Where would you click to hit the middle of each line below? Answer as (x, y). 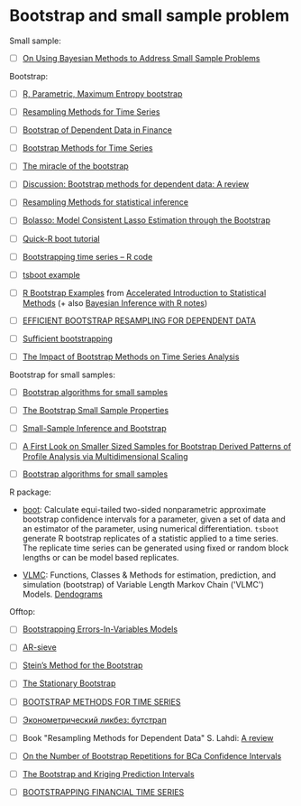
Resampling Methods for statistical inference (105, 202)
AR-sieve (39, 647)
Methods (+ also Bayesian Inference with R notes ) (115, 302)
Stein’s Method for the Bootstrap (82, 665)
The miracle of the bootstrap (75, 166)
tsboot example (51, 274)
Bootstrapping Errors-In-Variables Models (100, 629)
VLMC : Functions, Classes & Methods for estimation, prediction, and (149, 575)
